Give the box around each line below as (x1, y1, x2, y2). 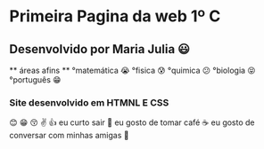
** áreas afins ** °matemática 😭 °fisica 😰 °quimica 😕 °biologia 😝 (9, 65, 256, 75)
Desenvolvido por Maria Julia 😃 (9, 42, 190, 57)
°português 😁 (9, 74, 62, 85)
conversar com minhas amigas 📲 (9, 130, 129, 141)
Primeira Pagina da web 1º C (9, 6, 221, 27)
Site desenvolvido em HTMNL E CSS (9, 96, 169, 108)
